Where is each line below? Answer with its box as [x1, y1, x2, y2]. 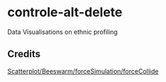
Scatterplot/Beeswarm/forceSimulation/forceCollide [7, 66, 159, 75]
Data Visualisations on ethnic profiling [7, 28, 118, 36]
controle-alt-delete [7, 4, 123, 20]
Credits [7, 48, 41, 60]
